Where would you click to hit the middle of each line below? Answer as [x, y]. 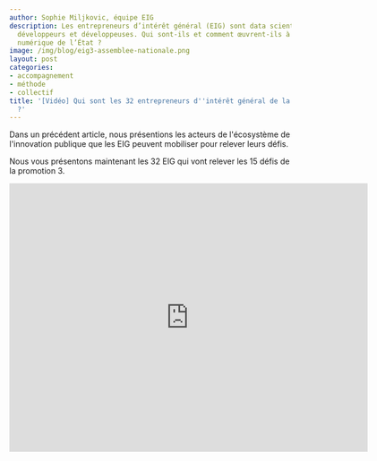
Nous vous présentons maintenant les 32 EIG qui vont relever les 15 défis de [150, 161]
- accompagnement [42, 76]
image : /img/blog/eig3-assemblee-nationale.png [100, 51]
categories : [31, 68]
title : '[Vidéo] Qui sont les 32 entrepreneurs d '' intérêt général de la [150, 101]
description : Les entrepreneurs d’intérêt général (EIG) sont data [138, 26]
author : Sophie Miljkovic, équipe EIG [81, 17]
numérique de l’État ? [60, 43]
